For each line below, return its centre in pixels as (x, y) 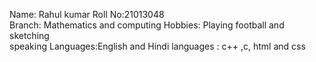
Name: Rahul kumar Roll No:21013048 (87, 14)
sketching (29, 35)
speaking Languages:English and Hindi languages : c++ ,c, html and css (157, 46)
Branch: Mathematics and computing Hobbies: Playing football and (147, 25)
